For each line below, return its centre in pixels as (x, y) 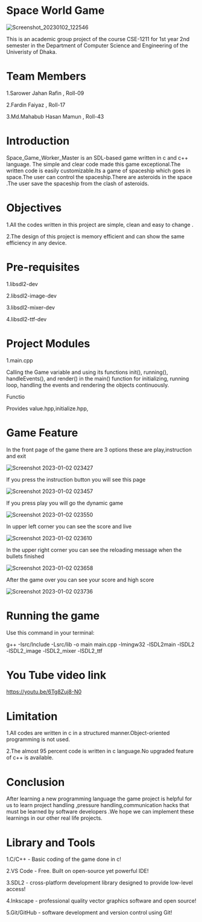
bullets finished (25, 556)
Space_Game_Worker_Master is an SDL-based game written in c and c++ (97, 157)
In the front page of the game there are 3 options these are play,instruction (99, 450)
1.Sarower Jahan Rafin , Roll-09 (45, 93)
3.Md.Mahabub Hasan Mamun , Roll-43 (55, 116)
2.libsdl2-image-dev (32, 296)
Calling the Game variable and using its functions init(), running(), (87, 372)
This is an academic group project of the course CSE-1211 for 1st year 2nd (98, 39)
